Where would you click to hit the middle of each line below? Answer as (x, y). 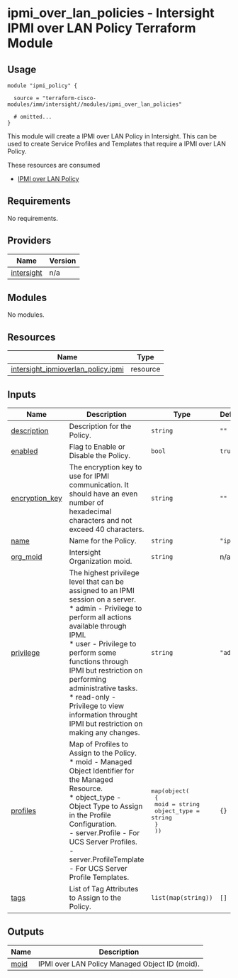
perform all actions (101, 617)
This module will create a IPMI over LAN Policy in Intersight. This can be (112, 136)
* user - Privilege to (103, 644)
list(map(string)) (182, 898)
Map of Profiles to (99, 744)
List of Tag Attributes (104, 889)
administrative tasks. (103, 688)
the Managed (91, 780)
